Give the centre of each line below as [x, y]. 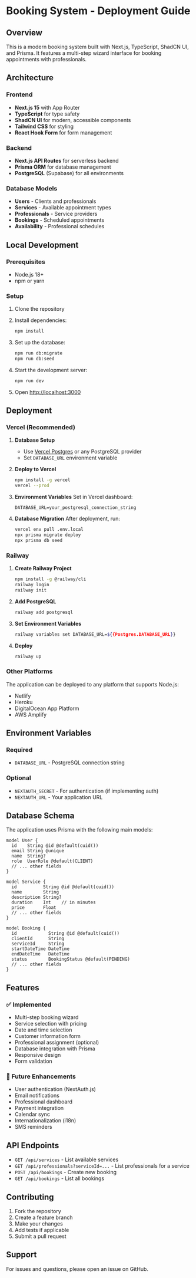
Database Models [32, 188]
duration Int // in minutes [54, 903]
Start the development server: [51, 370]
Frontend [19, 94]
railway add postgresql [44, 612]
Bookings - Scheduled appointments [59, 220]
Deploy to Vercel [35, 469]
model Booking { [26, 928]
